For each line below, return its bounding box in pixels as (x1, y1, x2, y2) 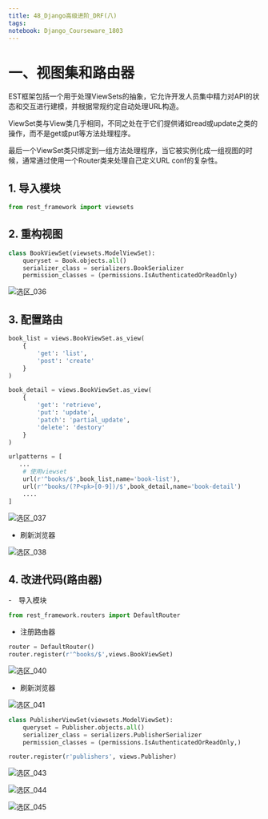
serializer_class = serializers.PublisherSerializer (22, 731, 202, 739)
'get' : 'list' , (37, 349, 88, 357)
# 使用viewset (22, 468, 67, 476)
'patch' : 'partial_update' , (37, 416, 130, 424)
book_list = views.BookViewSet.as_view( (8, 334, 146, 343)
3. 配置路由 (8, 313, 63, 326)
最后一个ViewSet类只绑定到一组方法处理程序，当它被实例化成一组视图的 (8, 146, 246, 155)
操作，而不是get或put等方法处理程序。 (8, 129, 135, 139)
